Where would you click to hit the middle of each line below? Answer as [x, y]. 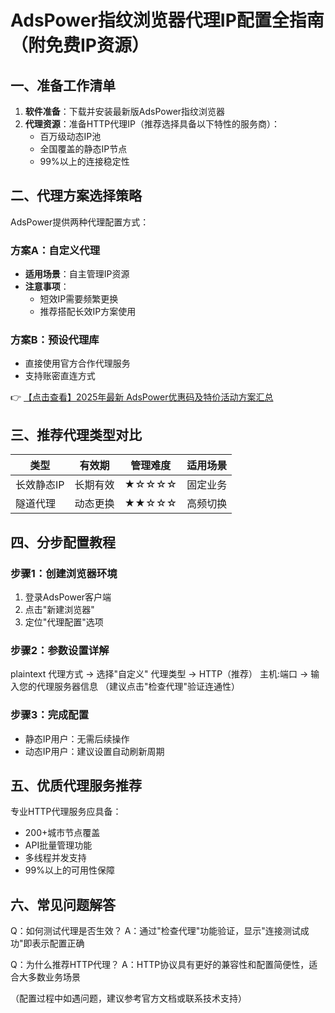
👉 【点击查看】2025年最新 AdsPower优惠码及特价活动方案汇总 [142, 397]
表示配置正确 [58, 943]
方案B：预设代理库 [55, 340]
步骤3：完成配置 [50, 715]
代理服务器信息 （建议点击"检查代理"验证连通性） [138, 687]
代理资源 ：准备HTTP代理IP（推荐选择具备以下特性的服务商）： [152, 124]
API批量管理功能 [58, 845]
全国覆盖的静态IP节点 [83, 149]
